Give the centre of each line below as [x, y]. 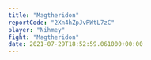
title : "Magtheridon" [44, 15]
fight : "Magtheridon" [44, 37]
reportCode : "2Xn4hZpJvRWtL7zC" [61, 23]
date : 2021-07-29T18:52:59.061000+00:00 [76, 44]
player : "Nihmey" [37, 30]
